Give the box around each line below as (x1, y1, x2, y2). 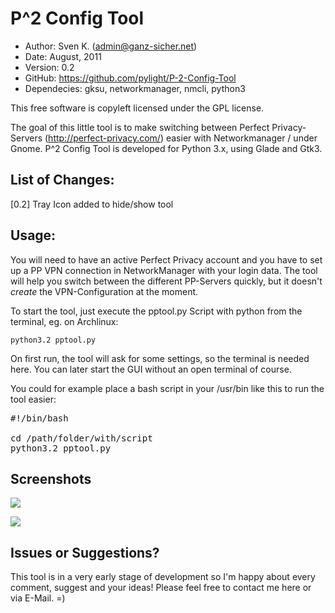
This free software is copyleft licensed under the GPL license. (10, 102, 265, 114)
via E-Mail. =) (10, 592, 66, 604)
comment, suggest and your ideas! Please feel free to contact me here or (10, 582, 312, 594)
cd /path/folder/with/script (10, 432, 153, 444)
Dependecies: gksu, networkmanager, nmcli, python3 (24, 82, 246, 94)
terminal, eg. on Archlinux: (10, 315, 119, 327)
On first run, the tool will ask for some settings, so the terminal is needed (10, 352, 310, 364)
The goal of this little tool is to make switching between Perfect (10, 121, 270, 133)
